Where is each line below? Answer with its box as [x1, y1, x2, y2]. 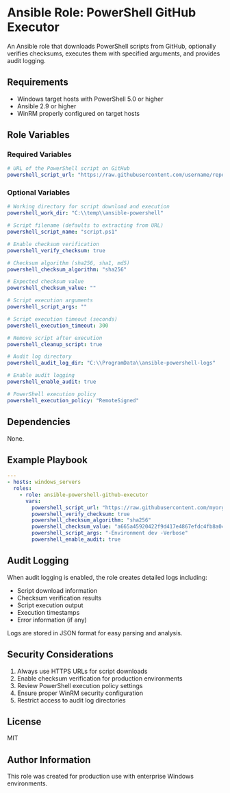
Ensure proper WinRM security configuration [16, 689, 144, 697]
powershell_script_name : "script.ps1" [7, 228, 118, 236]
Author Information [7, 754, 91, 766]
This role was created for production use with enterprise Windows [7, 772, 194, 781]
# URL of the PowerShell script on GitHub [7, 165, 130, 172]
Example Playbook [7, 454, 88, 465]
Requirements [7, 77, 68, 88]
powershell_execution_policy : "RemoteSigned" [7, 397, 139, 404]
